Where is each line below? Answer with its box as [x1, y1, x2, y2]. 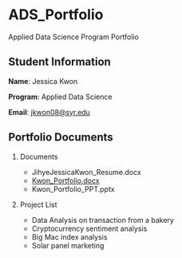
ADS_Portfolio [8, 6, 104, 24]
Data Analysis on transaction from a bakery [31, 215, 174, 224]
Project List [19, 200, 57, 209]
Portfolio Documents [8, 130, 113, 145]
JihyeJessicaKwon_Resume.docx [31, 167, 141, 177]
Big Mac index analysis [31, 232, 108, 241]
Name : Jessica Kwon [8, 76, 78, 85]
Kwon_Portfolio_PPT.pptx [31, 184, 115, 193]
